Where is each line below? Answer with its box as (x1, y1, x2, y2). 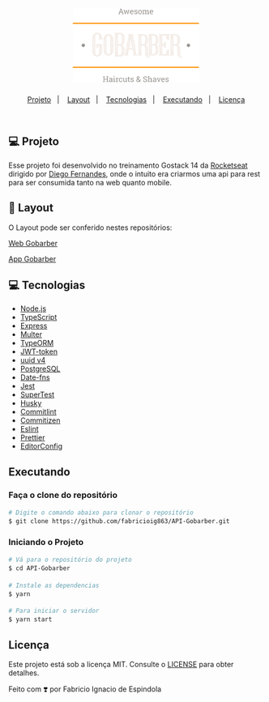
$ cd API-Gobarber (8, 564, 70, 572)
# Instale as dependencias (8, 581, 100, 589)
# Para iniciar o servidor (8, 607, 100, 615)
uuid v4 (19, 355, 46, 365)
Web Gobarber (8, 238, 58, 248)
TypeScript (19, 313, 58, 322)
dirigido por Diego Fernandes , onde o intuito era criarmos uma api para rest (8, 168, 261, 178)
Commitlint (19, 407, 57, 417)
